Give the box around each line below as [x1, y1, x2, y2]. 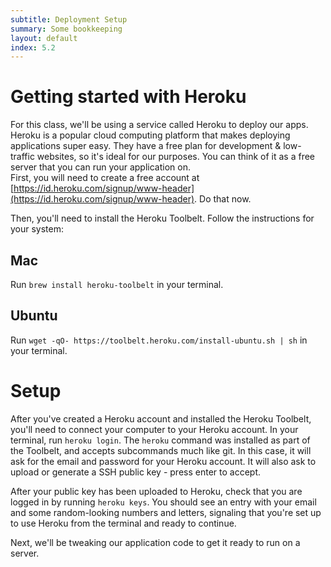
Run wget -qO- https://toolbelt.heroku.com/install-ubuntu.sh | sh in [10, 334, 308, 346]
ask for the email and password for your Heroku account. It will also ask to [10, 455, 317, 467]
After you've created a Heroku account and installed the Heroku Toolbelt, [10, 412, 312, 425]
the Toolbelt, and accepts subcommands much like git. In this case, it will [10, 444, 312, 456]
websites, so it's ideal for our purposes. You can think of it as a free [36, 151, 316, 163]
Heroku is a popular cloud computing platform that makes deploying [10, 129, 291, 141]
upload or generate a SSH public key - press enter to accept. [10, 466, 262, 478]
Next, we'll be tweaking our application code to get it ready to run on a [10, 536, 301, 548]
